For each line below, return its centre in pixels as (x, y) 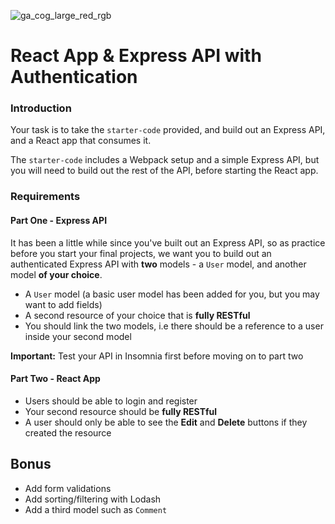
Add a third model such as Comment (96, 509)
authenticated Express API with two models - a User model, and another (158, 264)
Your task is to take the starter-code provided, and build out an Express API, (168, 130)
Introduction (41, 108)
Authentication (74, 77)
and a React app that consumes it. (81, 141)
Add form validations (68, 488)
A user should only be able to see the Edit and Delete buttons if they (166, 422)
